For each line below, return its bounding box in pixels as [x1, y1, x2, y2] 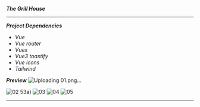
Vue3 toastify [14, 53, 49, 59]
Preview [6, 77, 27, 84]
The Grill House [6, 5, 46, 12]
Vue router [14, 40, 42, 47]
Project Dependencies [6, 22, 62, 29]
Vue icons [14, 59, 40, 66]
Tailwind [14, 65, 36, 72]
